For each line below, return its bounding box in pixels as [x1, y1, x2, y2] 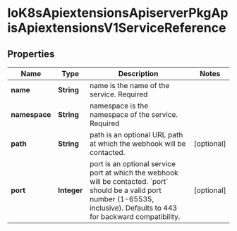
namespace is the [89, 101, 149, 111]
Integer [57, 185, 83, 195]
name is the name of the [89, 81, 170, 90]
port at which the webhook [89, 168, 178, 177]
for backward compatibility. [89, 212, 181, 221]
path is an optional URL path [89, 130, 183, 139]
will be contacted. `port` [89, 177, 169, 186]
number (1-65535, [89, 194, 154, 204]
